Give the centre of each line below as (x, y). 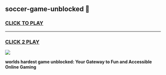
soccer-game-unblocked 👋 (47, 9)
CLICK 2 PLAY (22, 41)
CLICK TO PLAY (24, 23)
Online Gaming (21, 67)
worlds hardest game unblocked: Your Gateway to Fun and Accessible (79, 62)
